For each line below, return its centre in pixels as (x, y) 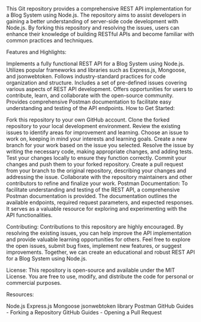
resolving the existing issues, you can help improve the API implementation (99, 233)
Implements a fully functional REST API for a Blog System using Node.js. (95, 63)
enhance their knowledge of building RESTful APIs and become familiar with (100, 34)
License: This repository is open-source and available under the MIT (91, 270)
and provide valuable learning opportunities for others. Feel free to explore (98, 239)
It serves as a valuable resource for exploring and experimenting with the (97, 209)
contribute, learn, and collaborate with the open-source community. (90, 95)
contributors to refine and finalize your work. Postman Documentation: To (97, 183)
